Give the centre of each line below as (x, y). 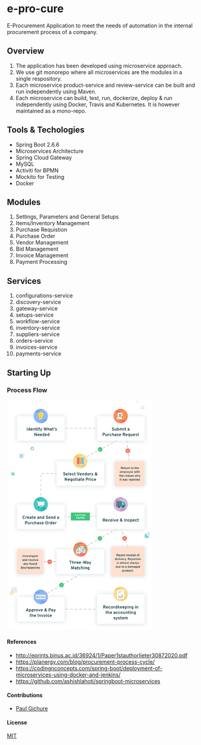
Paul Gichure (31, 709)
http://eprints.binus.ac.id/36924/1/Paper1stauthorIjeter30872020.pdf (102, 656)
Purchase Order (35, 236)
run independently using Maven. (56, 91)
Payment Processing (41, 262)
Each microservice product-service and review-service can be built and (105, 85)
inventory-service (38, 328)
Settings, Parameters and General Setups (67, 217)
